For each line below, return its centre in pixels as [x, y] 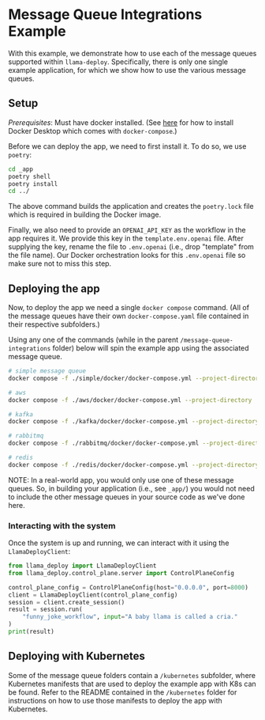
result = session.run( [45, 610]
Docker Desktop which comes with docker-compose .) [93, 131]
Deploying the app [54, 288]
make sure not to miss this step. [60, 263]
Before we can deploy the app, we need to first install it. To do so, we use [127, 146]
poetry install [33, 184]
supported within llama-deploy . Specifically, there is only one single [118, 62]
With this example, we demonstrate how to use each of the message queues [132, 53]
